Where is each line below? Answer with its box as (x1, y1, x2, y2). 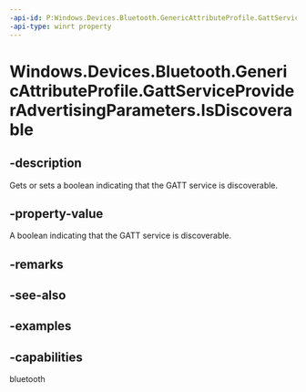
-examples (9, 318, 72, 334)
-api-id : (9, 13, 43, 23)
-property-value (9, 206, 104, 222)
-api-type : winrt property (9, 22, 112, 31)
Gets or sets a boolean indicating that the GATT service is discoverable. (9, 180, 279, 191)
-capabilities (9, 349, 84, 365)
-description (9, 156, 82, 171)
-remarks (9, 256, 64, 272)
